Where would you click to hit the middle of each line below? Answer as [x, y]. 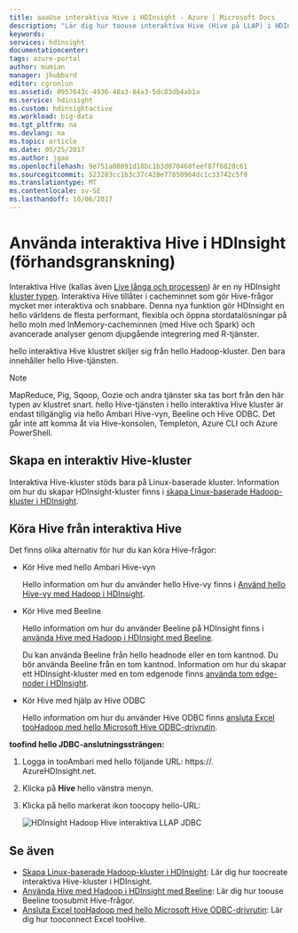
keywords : [27, 34]
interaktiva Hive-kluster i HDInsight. [87, 881]
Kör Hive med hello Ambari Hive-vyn [89, 567]
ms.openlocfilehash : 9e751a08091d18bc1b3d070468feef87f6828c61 [129, 166]
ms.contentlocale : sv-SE [55, 191]
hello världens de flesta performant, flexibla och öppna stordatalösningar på [148, 315]
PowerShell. [31, 433]
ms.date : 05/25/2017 [47, 149]
